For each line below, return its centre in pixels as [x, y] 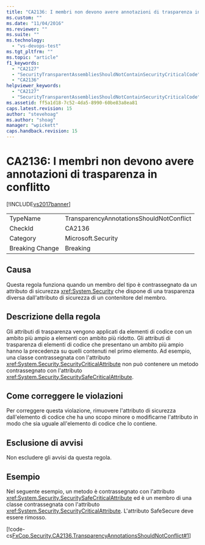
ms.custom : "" [24, 18]
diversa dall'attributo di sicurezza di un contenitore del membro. [87, 297]
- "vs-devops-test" [37, 46]
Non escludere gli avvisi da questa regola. [59, 458]
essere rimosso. [27, 517]
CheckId [21, 228]
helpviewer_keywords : [34, 86]
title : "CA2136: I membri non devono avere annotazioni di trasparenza [99, 12]
